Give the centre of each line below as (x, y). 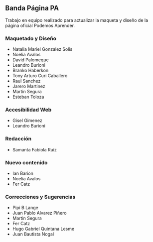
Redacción (18, 139)
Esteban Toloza (28, 97)
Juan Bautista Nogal (33, 234)
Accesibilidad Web (28, 110)
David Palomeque (30, 60)
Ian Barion (23, 173)
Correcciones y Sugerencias (40, 197)
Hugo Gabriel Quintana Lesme (43, 229)
